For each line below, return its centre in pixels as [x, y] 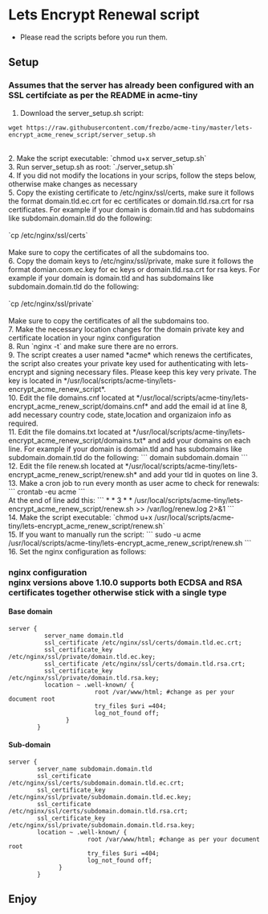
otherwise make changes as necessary [73, 183]
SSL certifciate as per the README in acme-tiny [103, 96]
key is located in [35, 381]
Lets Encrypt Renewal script [104, 15]
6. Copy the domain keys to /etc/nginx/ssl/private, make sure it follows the [131, 261]
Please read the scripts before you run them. [94, 37]
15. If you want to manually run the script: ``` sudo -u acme [105, 534]
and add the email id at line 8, [199, 406]
